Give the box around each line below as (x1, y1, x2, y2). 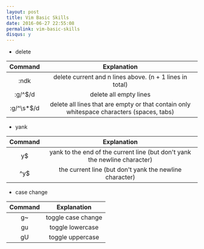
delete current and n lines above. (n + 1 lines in (53, 73, 188, 81)
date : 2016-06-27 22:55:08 (6, 20, 75, 26)
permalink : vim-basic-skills (6, 26, 80, 32)
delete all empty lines (90, 90, 151, 99)
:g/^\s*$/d (10, 104, 39, 112)
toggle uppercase (49, 233, 100, 242)
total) (112, 80, 128, 89)
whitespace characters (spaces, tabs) (66, 107, 174, 116)
